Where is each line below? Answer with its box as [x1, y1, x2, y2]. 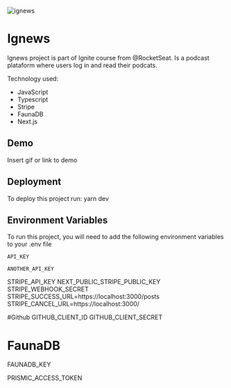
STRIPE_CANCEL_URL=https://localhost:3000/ [7, 300, 140, 308]
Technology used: [7, 74, 59, 82]
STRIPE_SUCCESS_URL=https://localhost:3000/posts [7, 292, 160, 301]
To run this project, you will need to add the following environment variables [7, 233, 224, 241]
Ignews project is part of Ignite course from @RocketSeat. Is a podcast [7, 53, 209, 62]
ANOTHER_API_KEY [7, 265, 54, 273]
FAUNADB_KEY [7, 360, 51, 369]
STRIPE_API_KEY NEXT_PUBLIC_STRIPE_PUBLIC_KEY [7, 278, 161, 286]
